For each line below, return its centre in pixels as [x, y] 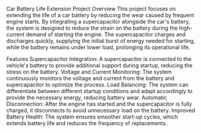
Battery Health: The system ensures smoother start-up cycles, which [92, 117]
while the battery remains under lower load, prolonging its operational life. [98, 47]
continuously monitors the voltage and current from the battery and [90, 78]
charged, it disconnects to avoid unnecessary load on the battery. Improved [101, 110]
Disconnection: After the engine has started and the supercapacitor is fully [99, 104]
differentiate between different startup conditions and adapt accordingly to [99, 91]
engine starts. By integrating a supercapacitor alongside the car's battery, [98, 21]
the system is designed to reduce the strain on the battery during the [92, 28]
